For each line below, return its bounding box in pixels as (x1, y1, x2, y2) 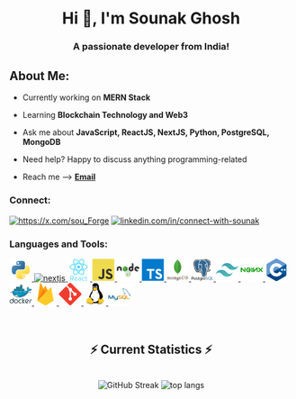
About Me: (9, 68, 70, 84)
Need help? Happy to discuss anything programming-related (22, 153, 247, 165)
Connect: (9, 194, 51, 206)
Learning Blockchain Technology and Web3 (22, 109, 189, 120)
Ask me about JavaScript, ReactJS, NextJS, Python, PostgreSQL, (22, 126, 270, 138)
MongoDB (22, 136, 61, 147)
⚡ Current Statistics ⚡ (89, 341, 213, 357)
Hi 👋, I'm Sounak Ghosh (61, 8, 241, 29)
